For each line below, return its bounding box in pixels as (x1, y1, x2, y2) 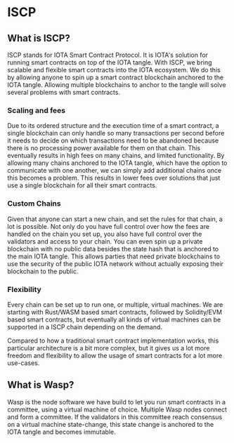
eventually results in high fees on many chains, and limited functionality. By (7, 152, 225, 160)
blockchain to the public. (7, 267, 79, 275)
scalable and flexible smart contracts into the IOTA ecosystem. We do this (7, 66, 221, 74)
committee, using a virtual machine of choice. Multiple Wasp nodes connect (7, 405, 227, 414)
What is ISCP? (7, 32, 70, 44)
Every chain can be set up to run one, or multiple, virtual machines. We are (7, 300, 223, 309)
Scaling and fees (7, 105, 65, 115)
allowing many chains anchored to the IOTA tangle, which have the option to (7, 159, 228, 167)
